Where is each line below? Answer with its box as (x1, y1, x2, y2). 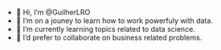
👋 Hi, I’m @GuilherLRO (15, 8, 91, 17)
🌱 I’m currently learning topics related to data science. (15, 25, 195, 33)
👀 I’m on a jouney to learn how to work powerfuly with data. (15, 16, 213, 25)
